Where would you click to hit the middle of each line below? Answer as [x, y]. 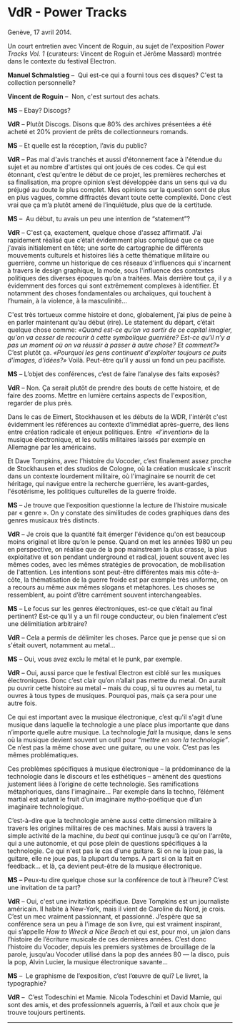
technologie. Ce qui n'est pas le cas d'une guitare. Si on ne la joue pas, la [115, 851]
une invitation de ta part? [44, 887]
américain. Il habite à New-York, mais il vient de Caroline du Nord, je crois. [116, 909]
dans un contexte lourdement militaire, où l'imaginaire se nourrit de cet [111, 476]
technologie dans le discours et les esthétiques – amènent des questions [114, 776]
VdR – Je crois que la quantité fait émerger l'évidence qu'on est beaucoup [117, 534]
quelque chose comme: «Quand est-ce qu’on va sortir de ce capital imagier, [120, 330]
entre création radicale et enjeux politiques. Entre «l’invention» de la [108, 432]
